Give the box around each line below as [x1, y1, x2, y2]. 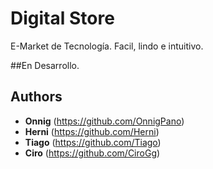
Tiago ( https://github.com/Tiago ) [24, 136, 162, 148]
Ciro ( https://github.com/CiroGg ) [24, 147, 161, 159]
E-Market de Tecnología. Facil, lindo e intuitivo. [10, 40, 204, 52]
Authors [10, 88, 63, 106]
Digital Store [10, 7, 115, 30]
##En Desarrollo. [10, 59, 80, 71]
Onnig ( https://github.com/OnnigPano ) [24, 115, 185, 127]
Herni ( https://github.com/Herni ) [24, 125, 160, 137]
